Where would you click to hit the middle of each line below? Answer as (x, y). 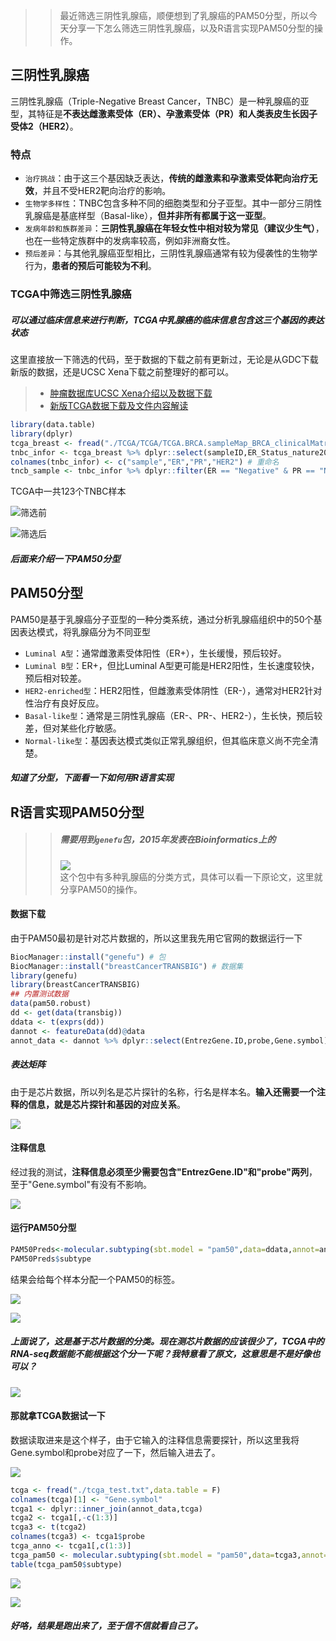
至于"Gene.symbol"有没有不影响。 (81, 1184)
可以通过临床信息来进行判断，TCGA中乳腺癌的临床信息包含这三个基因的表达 (167, 320)
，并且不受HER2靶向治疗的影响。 (102, 191)
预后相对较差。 (55, 678)
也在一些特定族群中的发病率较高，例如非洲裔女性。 (130, 241)
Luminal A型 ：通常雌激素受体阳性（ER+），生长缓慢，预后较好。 (155, 653)
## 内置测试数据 (39, 994)
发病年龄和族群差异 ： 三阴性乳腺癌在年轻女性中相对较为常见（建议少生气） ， (174, 228)
